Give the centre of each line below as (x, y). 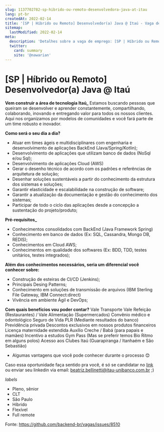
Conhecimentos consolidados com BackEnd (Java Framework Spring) (82, 229)
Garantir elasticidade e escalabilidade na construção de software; (78, 190)
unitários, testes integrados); (41, 255)
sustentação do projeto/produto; (45, 210)
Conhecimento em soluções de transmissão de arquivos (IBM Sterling (82, 290)
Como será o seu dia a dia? (33, 133)
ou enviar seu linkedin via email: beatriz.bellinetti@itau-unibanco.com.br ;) (80, 370)
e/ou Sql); (22, 158)
